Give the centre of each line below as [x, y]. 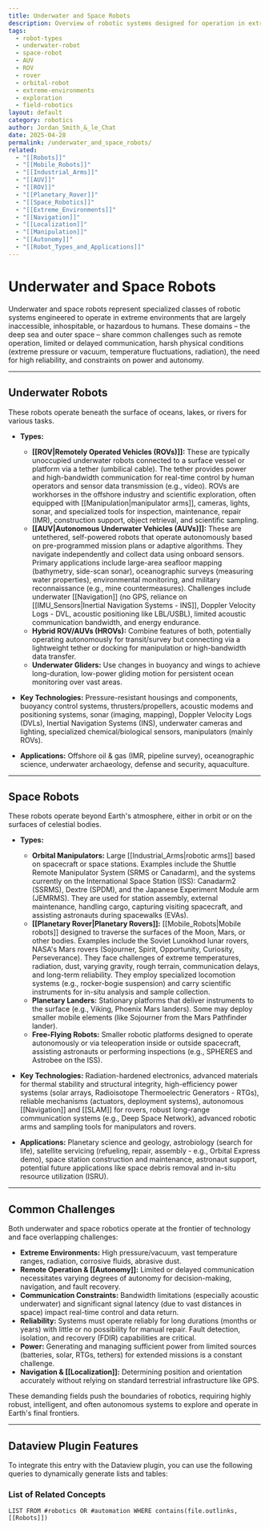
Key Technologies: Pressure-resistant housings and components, [129, 697]
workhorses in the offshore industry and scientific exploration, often [144, 494]
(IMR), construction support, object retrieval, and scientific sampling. [145, 520]
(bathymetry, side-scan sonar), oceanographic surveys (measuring [143, 571]
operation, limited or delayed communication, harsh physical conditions [126, 343]
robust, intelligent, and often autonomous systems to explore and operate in [133, 1405]
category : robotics [41, 120]
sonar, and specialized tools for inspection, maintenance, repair [137, 511]
